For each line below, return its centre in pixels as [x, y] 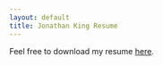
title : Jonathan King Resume [64, 26]
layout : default [39, 17]
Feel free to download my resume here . [82, 51]
